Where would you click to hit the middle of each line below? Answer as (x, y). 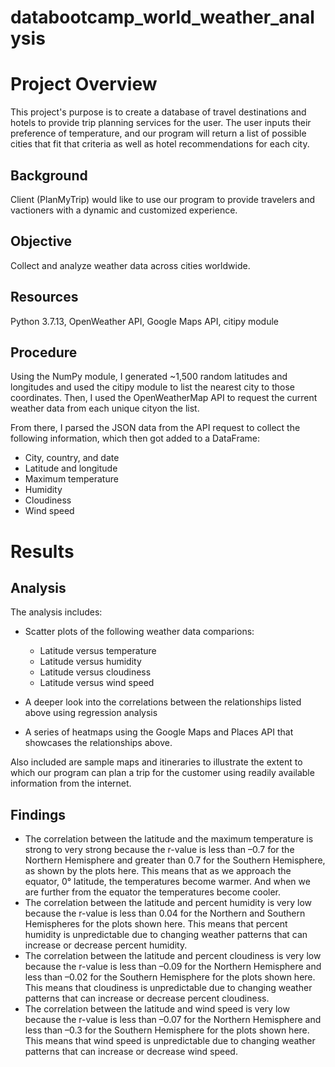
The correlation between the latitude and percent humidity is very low (168, 903)
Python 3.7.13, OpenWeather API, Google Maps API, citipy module (145, 321)
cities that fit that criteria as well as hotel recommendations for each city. (160, 144)
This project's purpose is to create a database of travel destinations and (158, 112)
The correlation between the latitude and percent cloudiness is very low (173, 956)
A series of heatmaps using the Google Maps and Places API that (159, 732)
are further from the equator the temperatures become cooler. (153, 892)
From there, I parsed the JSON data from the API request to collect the (155, 428)
